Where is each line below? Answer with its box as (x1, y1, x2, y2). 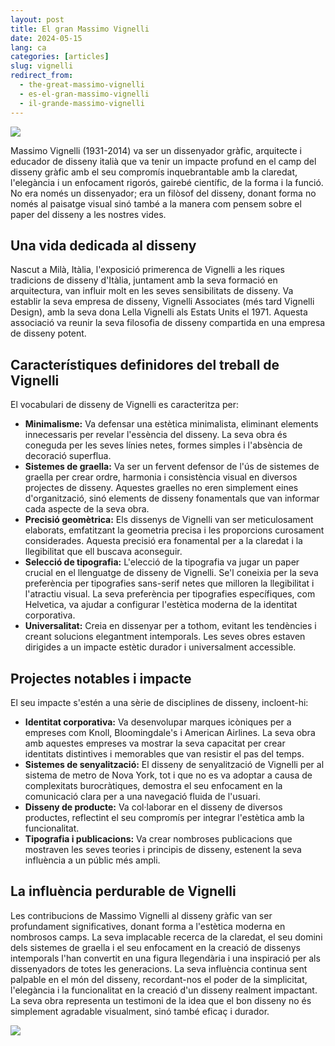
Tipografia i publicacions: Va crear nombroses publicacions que (24, 832, 293, 845)
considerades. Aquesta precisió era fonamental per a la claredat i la (24, 535, 303, 547)
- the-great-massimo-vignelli (19, 80, 145, 90)
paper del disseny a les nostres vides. (10, 208, 167, 220)
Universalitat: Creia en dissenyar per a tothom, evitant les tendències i (24, 620, 317, 632)
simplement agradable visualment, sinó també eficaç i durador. (10, 1005, 270, 1017)
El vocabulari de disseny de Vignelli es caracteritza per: (10, 399, 240, 411)
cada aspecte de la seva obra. (24, 503, 150, 515)
